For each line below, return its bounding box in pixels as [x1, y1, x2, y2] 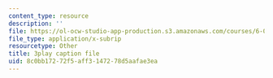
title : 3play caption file [8, 50, 100, 58]
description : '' [8, 19, 63, 28]
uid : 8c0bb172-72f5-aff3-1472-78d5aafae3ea [8, 58, 158, 66]
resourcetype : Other [8, 42, 79, 50]
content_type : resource [8, 11, 89, 20]
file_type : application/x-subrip [8, 34, 122, 43]
